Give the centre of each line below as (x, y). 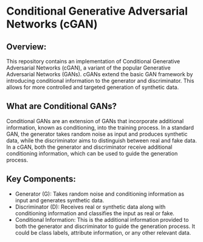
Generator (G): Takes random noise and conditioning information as (99, 194)
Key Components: (41, 179)
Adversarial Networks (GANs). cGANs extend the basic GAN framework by (100, 74)
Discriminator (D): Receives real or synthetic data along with (90, 207)
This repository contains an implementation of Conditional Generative (93, 61)
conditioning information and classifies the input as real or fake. (95, 213)
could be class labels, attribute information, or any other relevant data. (103, 232)
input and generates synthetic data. (60, 200)
